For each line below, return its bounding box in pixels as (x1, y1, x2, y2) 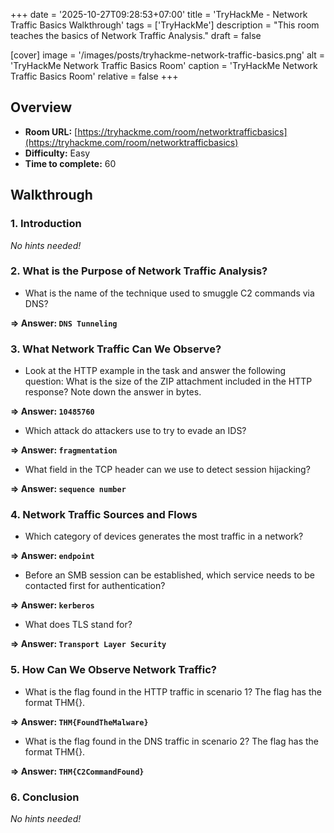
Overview (10, 99, 73, 116)
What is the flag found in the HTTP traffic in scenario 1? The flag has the (24, 685, 322, 698)
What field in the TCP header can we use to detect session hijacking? (24, 464, 311, 476)
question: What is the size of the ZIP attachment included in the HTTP (24, 375, 313, 388)
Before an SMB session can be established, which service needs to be (24, 569, 315, 581)
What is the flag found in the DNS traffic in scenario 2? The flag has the (24, 735, 319, 747)
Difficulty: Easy (24, 147, 91, 159)
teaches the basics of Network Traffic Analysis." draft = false (10, 30, 262, 41)
